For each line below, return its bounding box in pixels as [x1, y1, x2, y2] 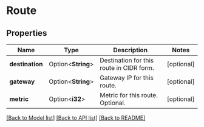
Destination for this [100, 56, 154, 64]
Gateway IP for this [100, 74, 154, 82]
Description [113, 46, 148, 54]
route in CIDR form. [100, 64, 155, 72]
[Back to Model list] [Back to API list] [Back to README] [6, 114, 146, 122]
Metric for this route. [100, 91, 158, 99]
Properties [6, 28, 47, 38]
